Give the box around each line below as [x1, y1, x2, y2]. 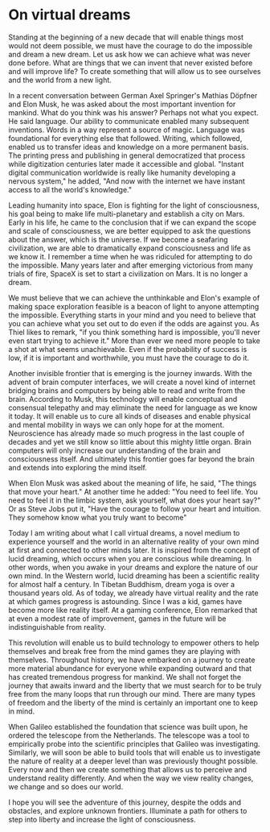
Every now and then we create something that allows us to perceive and [8, 764, 247, 774]
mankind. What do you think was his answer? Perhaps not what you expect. [8, 107, 259, 118]
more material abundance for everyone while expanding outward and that [8, 663, 252, 673]
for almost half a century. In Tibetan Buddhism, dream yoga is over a [8, 579, 235, 589]
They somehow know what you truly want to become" [8, 512, 187, 522]
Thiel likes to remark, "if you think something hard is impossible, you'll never [8, 327, 261, 337]
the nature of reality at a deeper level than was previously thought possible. [8, 755, 259, 766]
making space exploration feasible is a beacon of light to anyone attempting [8, 301, 260, 311]
